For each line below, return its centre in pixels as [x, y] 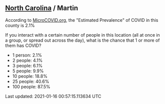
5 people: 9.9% [28, 71]
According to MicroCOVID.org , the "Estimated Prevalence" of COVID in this [82, 20]
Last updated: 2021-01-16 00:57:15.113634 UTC [53, 96]
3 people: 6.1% [28, 65]
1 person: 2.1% [27, 55]
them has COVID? [23, 45]
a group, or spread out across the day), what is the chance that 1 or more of [82, 40]
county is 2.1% [20, 25]
